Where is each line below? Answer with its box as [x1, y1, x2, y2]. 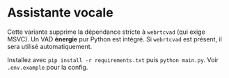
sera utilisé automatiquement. [7, 42, 93, 50]
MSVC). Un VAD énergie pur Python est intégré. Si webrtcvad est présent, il [7, 35, 223, 43]
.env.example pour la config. [7, 63, 88, 71]
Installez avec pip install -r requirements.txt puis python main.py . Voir [7, 55, 219, 64]
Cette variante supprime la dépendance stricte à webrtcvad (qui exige [7, 28, 205, 36]
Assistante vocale [7, 5, 113, 21]
